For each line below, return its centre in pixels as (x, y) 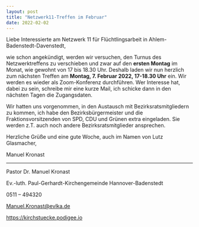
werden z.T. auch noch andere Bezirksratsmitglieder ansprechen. (86, 126)
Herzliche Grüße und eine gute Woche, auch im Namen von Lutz (85, 137)
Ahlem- (158, 40)
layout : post (22, 12)
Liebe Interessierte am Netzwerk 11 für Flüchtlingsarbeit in (77, 40)
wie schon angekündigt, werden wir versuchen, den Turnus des (84, 57)
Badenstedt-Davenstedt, (36, 46)
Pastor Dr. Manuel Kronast (38, 172)
